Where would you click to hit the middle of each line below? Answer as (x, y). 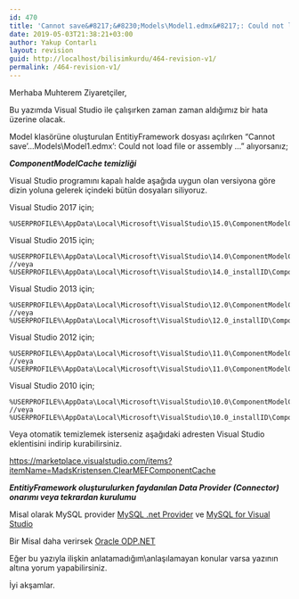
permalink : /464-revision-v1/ (65, 68)
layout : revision (41, 51)
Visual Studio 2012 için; (52, 337)
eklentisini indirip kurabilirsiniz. (66, 443)
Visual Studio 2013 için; (52, 288)
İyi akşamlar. (32, 585)
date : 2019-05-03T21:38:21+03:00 (71, 34)
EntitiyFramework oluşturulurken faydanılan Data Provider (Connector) (144, 488)
